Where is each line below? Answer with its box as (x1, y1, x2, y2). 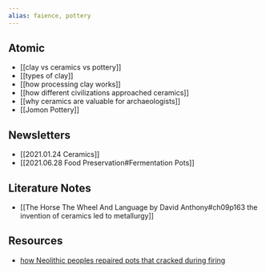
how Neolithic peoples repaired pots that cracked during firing (19, 255, 226, 265)
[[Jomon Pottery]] (19, 105, 80, 114)
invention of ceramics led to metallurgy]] (19, 211, 155, 221)
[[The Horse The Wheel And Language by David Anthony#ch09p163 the (19, 203, 258, 212)
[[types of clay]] (19, 71, 74, 81)
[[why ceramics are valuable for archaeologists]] (19, 97, 181, 106)
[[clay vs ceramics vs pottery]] (19, 62, 122, 72)
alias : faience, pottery (8, 11, 91, 20)
